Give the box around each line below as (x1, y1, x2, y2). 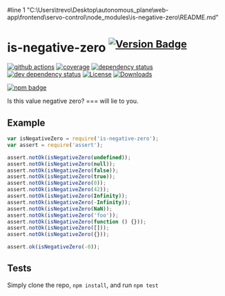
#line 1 (7, 6, 26, 14)
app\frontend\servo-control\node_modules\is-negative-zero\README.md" (7, 13, 219, 21)
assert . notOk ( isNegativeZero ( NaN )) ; (7, 205, 112, 213)
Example (7, 117, 46, 128)
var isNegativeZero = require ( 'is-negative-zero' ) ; (7, 135, 159, 142)
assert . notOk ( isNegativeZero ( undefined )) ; (7, 154, 131, 161)
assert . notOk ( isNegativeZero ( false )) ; (7, 167, 119, 174)
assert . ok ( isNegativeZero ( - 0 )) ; (7, 244, 100, 250)
